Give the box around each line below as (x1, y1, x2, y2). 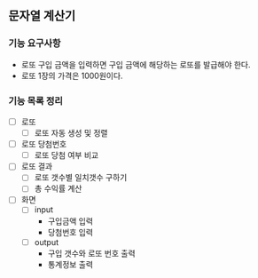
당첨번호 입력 (47, 226, 94, 237)
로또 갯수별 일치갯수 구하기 (34, 172, 128, 183)
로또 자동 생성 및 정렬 (34, 128, 108, 139)
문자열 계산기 (8, 8, 76, 24)
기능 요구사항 (8, 37, 61, 50)
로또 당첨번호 (20, 139, 67, 149)
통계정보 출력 (47, 258, 94, 269)
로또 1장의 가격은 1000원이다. (20, 70, 123, 81)
